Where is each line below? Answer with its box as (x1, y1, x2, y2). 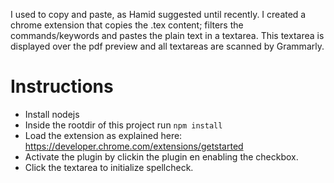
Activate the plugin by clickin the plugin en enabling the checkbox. (24, 150, 299, 163)
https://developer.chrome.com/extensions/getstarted (24, 140, 244, 152)
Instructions (10, 75, 114, 98)
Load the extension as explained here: (24, 129, 183, 141)
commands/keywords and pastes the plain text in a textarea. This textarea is (10, 30, 325, 41)
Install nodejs (24, 108, 80, 120)
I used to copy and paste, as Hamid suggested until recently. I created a (10, 9, 307, 20)
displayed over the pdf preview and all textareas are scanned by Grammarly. (10, 40, 325, 52)
